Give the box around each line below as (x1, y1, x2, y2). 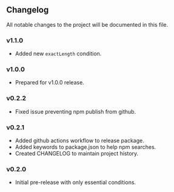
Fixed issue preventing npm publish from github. (15, 108, 136, 115)
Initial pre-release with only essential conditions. (15, 179, 136, 186)
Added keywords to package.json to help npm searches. (15, 143, 156, 151)
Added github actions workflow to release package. (15, 137, 144, 144)
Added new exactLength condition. (15, 50, 102, 57)
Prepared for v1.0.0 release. (15, 79, 85, 86)
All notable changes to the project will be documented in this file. (6, 21, 169, 28)
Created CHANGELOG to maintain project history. (15, 150, 139, 157)
